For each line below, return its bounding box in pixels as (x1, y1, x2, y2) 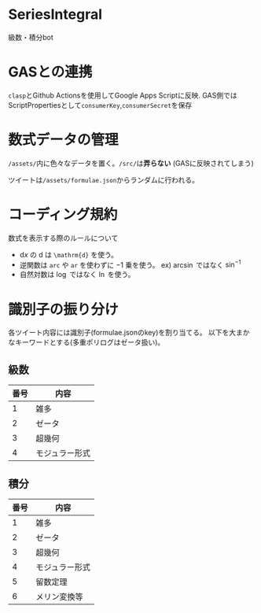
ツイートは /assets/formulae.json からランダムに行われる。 (8, 175, 199, 184)
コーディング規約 (8, 206, 118, 223)
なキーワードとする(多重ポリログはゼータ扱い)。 (8, 338, 165, 347)
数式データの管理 (8, 131, 119, 149)
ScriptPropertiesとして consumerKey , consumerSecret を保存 (8, 100, 193, 109)
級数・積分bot (8, 32, 53, 42)
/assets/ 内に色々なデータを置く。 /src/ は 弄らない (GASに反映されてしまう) (8, 158, 254, 168)
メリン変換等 (35, 591, 84, 602)
